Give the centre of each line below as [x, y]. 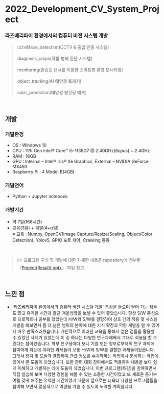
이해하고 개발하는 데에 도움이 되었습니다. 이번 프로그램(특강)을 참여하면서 [87, 368]
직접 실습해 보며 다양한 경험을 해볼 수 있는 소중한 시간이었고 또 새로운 [78, 374]
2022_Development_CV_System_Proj [82, 9]
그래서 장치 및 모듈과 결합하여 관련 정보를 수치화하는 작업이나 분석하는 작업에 [85, 356]
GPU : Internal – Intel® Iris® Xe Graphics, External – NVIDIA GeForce [81, 161]
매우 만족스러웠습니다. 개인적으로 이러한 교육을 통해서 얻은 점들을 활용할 [86, 331]
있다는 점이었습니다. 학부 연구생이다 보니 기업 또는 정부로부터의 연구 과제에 [83, 344]
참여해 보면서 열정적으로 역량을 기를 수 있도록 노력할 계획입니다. [73, 386]
